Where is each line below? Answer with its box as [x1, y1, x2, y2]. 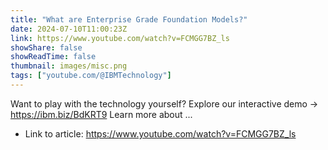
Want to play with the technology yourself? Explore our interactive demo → [10, 97, 319, 110]
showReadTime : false [10, 52, 97, 62]
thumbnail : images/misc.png [10, 61, 128, 71]
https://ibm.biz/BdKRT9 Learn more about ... [10, 108, 193, 120]
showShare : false [10, 42, 83, 53]
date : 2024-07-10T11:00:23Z [10, 24, 128, 34]
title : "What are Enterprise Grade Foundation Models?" [10, 14, 248, 25]
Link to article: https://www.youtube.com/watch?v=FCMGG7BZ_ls [24, 127, 297, 140]
